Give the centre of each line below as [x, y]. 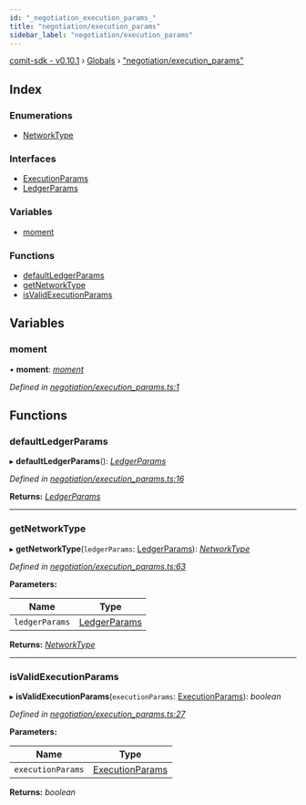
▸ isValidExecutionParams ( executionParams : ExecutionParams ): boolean [145, 696]
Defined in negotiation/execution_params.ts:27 [97, 714]
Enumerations [41, 115]
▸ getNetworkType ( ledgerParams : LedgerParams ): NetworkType [130, 549]
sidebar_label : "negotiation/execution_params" [102, 35]
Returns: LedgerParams [55, 497]
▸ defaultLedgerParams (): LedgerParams [88, 461]
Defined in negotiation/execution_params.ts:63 [98, 566]
